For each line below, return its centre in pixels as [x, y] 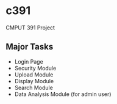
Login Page [29, 61]
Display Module [34, 81]
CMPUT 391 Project [30, 28]
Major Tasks [30, 47]
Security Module [35, 68]
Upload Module [34, 75]
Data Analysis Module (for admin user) [63, 94]
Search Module [34, 87]
